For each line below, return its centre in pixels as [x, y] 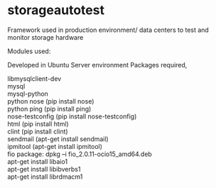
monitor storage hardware [45, 37]
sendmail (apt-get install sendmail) [58, 139]
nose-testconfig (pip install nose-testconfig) [72, 116]
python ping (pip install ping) [49, 109]
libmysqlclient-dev [34, 78]
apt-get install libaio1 [38, 161]
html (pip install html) [38, 123]
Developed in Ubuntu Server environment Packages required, [97, 65]
